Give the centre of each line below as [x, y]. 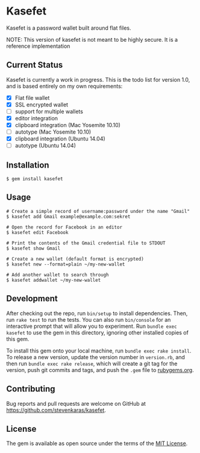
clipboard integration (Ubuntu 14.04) [60, 139]
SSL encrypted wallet [41, 105]
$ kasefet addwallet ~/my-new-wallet [54, 280]
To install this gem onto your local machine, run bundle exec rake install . [99, 350]
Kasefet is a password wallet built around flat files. [69, 28]
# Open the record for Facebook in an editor [64, 227]
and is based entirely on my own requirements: [64, 86]
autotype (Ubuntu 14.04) [45, 146]
